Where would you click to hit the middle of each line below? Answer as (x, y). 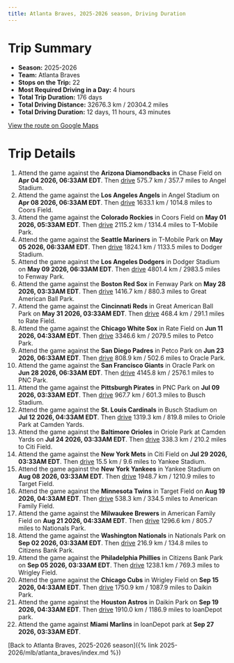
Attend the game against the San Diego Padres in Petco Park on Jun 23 (121, 350)
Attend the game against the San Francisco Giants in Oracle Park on (116, 365)
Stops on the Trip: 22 (49, 82)
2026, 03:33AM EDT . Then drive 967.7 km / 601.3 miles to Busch (112, 395)
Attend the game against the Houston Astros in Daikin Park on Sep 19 (118, 602)
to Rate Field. (37, 320)
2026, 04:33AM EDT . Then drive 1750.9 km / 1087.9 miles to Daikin (115, 587)
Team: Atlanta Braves (49, 75)
